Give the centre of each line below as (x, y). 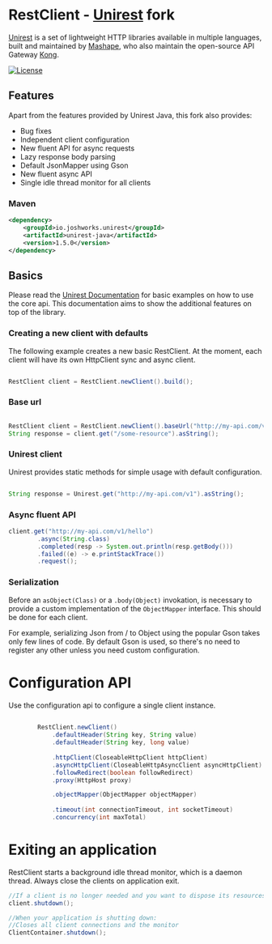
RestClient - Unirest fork (92, 15)
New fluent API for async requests (77, 148)
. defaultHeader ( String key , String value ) (124, 735)
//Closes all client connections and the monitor (94, 925)
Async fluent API (42, 514)
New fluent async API (56, 174)
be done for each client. (48, 617)
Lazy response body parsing (68, 156)
